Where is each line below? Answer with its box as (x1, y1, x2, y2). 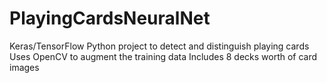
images (9, 61, 40, 73)
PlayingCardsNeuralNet (9, 7, 211, 30)
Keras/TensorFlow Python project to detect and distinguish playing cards (9, 40, 310, 52)
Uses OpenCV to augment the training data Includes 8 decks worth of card (9, 50, 318, 62)
